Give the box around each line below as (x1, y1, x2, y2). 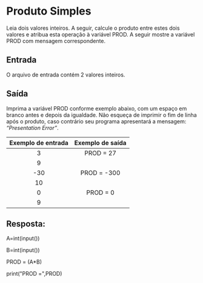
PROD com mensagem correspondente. (6, 37, 106, 44)
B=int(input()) (6, 247, 41, 254)
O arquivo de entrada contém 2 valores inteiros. (6, 71, 125, 78)
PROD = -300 (80, 168, 121, 177)
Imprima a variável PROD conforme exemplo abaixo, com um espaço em (6, 104, 187, 112)
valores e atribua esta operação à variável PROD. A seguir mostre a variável (6, 30, 195, 38)
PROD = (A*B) (6, 258, 42, 265)
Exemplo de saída (74, 138, 127, 147)
